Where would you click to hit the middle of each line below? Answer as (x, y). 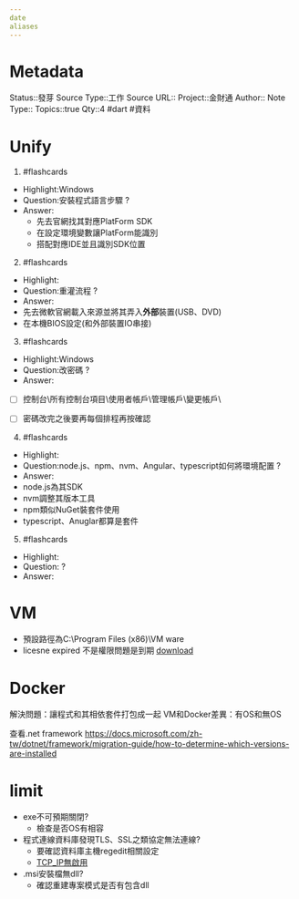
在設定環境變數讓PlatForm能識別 (97, 232)
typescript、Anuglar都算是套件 (80, 521)
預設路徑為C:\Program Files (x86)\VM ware (103, 639)
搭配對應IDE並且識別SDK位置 (91, 244)
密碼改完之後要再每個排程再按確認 (87, 418)
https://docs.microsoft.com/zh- (144, 734)
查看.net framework (46, 734)
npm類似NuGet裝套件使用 (71, 509)
